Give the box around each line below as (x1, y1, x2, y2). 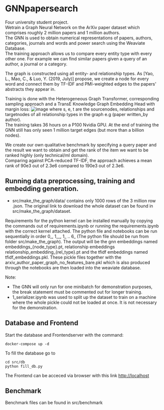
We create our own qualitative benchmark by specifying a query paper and (5, 142, 157, 147)
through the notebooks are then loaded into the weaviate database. (5, 264, 141, 270)
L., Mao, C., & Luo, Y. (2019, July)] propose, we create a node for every (5, 76, 149, 82)
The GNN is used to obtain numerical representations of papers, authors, (5, 35, 153, 41)
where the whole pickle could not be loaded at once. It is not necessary (12, 299, 157, 305)
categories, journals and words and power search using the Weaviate (5, 40, 145, 46)
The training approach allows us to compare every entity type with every (5, 50, 152, 57)
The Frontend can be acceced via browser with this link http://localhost (5, 372, 149, 379)
